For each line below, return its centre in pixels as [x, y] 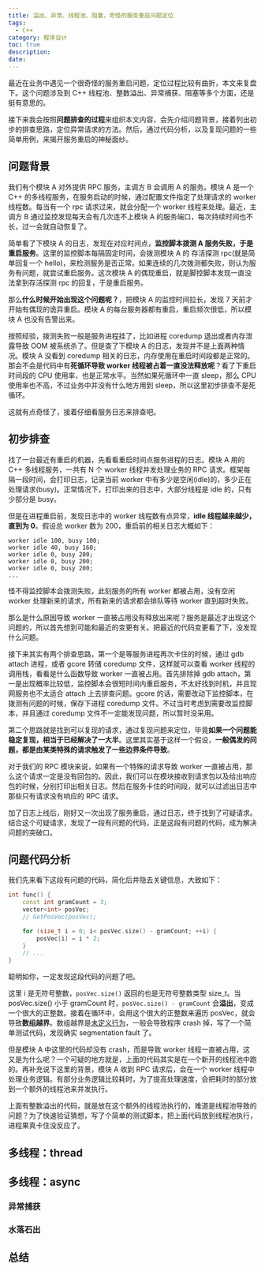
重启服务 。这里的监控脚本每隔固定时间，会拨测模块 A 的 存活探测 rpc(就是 [128, 252]
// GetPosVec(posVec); [60, 917]
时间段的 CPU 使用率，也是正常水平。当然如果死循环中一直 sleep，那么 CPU [132, 375]
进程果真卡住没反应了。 [46, 1126]
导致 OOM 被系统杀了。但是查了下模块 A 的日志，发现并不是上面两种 [126, 346]
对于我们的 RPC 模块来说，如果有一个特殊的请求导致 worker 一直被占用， [127, 766]
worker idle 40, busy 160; [52, 548]
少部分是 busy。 [35, 499]
